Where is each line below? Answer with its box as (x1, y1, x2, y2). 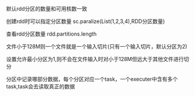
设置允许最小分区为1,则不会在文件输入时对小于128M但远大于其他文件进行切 (6, 56, 190, 62)
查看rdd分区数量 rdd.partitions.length (6, 30, 97, 37)
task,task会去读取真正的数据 (6, 83, 75, 90)
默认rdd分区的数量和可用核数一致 (6, 5, 88, 12)
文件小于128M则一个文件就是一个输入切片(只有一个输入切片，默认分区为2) (6, 43, 188, 50)
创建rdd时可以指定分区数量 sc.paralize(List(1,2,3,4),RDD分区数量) (6, 18, 165, 25)
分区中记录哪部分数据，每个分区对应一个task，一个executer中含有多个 (6, 76, 178, 82)
